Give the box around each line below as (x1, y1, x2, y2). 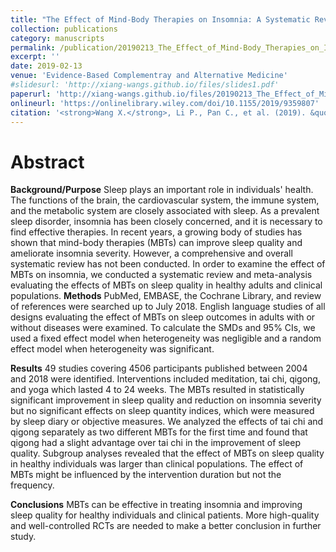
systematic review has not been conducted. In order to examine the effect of (10, 258, 326, 270)
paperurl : (10, 89, 52, 99)
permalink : (10, 42, 56, 53)
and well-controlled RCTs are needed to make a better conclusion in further (10, 520, 322, 532)
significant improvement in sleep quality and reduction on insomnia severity (10, 394, 322, 406)
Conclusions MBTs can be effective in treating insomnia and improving (10, 499, 303, 511)
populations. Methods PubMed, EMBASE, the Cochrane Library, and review (10, 290, 322, 302)
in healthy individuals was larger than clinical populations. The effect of (10, 458, 304, 470)
